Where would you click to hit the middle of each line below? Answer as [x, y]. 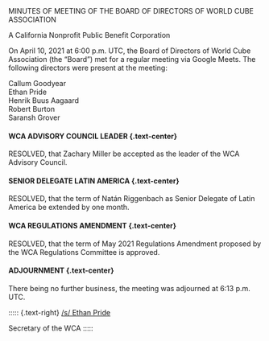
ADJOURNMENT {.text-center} [61, 270]
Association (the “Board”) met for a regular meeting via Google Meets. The [132, 59]
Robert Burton [31, 109]
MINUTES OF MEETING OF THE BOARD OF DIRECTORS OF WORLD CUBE [131, 11]
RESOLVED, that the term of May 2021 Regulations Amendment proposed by [135, 244]
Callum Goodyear [37, 83]
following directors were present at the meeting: [88, 68]
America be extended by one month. [69, 207]
